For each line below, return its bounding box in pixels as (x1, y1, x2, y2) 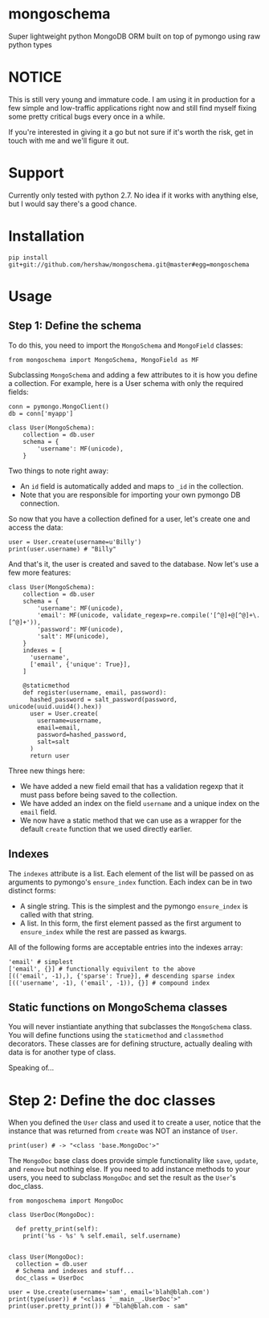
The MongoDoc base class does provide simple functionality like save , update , (8, 1156, 259, 1165)
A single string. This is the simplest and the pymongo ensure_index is (19, 901, 249, 911)
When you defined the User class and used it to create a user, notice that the (8, 1117, 261, 1128)
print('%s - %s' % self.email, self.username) (22, 1232, 181, 1240)
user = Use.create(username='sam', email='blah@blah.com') (8, 1288, 210, 1296)
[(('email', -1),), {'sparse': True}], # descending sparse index (8, 972, 235, 980)
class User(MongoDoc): (8, 1253, 84, 1261)
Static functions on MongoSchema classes (8, 1000, 228, 1014)
